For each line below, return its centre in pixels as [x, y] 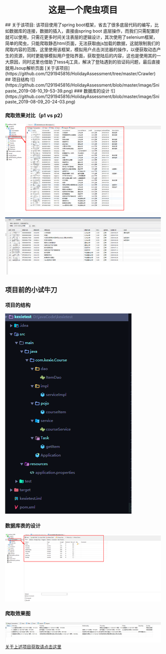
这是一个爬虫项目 [83, 10]
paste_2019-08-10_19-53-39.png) [39, 91]
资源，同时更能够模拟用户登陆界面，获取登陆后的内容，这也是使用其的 [85, 55]
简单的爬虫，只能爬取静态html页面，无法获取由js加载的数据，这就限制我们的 [83, 43]
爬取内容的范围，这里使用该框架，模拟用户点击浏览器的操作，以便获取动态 [81, 49]
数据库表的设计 [23, 526]
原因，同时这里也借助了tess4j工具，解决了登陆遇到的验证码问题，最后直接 [85, 62]
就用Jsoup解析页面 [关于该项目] [38, 68]
